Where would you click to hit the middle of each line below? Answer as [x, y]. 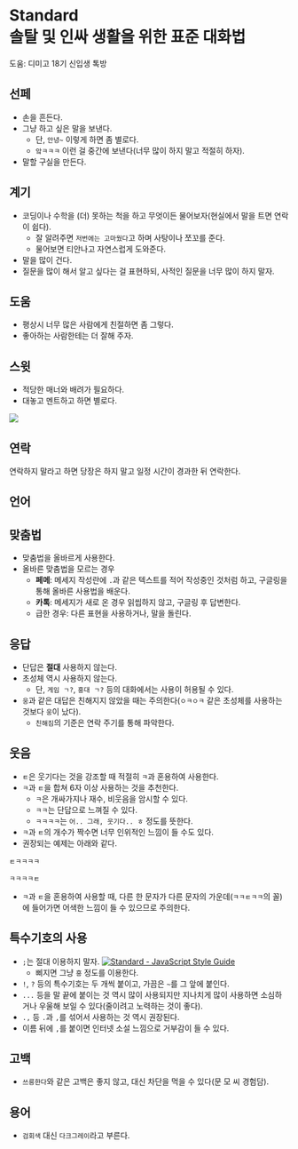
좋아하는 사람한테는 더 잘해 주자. [78, 336]
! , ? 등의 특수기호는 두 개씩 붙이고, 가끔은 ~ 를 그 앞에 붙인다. [125, 984]
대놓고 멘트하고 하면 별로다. [70, 401]
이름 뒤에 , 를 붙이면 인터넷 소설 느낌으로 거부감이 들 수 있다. [125, 1028]
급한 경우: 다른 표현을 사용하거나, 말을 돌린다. [114, 613]
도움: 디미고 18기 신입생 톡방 [58, 63]
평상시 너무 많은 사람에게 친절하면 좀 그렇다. [98, 324]
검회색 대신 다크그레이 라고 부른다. [76, 1136]
